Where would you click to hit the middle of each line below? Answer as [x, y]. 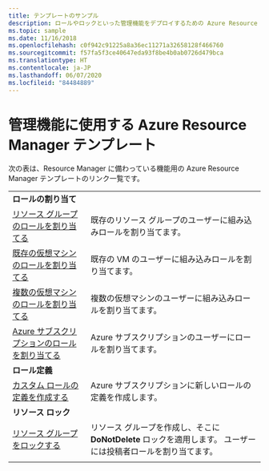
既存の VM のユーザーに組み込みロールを [167, 260]
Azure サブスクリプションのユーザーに [163, 337]
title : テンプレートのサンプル [54, 16]
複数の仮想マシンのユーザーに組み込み [163, 299]
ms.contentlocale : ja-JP [50, 68]
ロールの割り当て [45, 199]
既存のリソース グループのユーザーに [159, 220]
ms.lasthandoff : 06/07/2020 [55, 75]
